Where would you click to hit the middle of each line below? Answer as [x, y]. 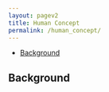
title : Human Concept [44, 23]
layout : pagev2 [33, 15]
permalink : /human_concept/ [55, 30]
